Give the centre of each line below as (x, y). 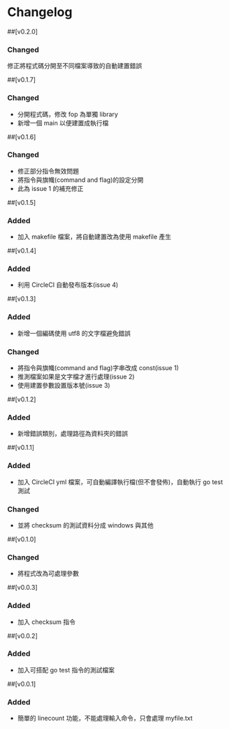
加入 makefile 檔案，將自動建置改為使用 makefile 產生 (94, 237)
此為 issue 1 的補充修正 (50, 188)
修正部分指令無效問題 (48, 171)
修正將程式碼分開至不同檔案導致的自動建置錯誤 (74, 66)
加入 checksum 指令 (46, 622)
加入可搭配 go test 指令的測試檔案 (66, 670)
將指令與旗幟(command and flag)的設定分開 (80, 180)
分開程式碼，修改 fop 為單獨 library (68, 114)
